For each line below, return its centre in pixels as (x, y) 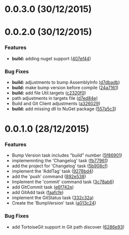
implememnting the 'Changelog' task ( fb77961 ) (60, 161)
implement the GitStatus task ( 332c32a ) (53, 198)
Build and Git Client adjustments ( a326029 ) (56, 103)
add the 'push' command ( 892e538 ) (49, 177)
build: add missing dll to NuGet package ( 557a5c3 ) (64, 109)
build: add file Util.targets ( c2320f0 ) (49, 93)
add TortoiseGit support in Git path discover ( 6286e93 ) (68, 227)
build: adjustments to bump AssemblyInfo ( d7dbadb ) (66, 82)
